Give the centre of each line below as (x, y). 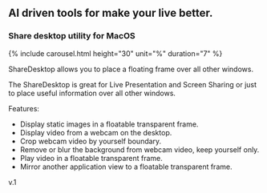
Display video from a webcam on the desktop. (96, 132)
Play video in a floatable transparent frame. (91, 158)
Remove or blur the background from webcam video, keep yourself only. (140, 149)
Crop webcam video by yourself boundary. (91, 141)
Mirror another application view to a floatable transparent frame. (126, 167)
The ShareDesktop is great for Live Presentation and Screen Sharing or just (133, 84)
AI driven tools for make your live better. (111, 13)
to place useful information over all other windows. (92, 93)
